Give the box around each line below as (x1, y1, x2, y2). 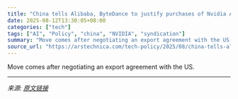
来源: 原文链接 (7, 84, 48, 92)
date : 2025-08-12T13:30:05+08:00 (7, 17, 106, 24)
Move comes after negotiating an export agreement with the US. (7, 63, 195, 71)
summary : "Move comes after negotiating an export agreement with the (7, 37, 220, 44)
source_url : (7, 43, 42, 50)
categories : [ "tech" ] (7, 23, 72, 30)
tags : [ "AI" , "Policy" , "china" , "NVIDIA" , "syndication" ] (7, 30, 186, 37)
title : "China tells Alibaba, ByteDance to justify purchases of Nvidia (7, 10, 227, 18)
